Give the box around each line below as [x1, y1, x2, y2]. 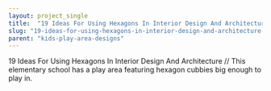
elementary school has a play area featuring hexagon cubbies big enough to [8, 65, 262, 75]
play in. [8, 73, 33, 83]
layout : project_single [8, 11, 89, 20]
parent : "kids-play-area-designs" [8, 34, 125, 43]
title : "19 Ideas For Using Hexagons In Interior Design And [8, 19, 222, 27]
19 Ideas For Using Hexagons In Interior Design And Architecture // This [8, 56, 246, 66]
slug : [8, 27, 27, 35]
